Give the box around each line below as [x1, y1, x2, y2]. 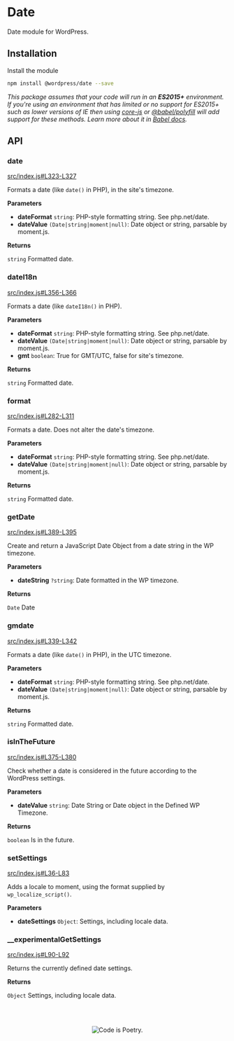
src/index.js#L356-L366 [7, 288, 77, 296]
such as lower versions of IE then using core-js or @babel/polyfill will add [7, 107, 220, 116]
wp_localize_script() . [7, 890, 72, 899]
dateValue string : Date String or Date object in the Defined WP [17, 801, 200, 809]
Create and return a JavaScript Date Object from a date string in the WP [7, 542, 214, 550]
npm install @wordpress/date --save [7, 80, 114, 87]
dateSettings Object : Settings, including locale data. [17, 917, 168, 925]
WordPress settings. [7, 773, 66, 782]
